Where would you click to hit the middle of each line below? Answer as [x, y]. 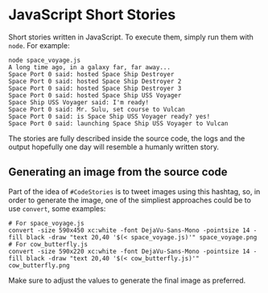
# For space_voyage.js [46, 223]
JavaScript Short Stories [92, 15]
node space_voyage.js [45, 60]
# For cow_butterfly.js [48, 244]
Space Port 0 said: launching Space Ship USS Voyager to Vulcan [118, 123]
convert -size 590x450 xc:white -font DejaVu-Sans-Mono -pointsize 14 [129, 230]
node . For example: [39, 45]
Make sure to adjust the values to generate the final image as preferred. [127, 280]
